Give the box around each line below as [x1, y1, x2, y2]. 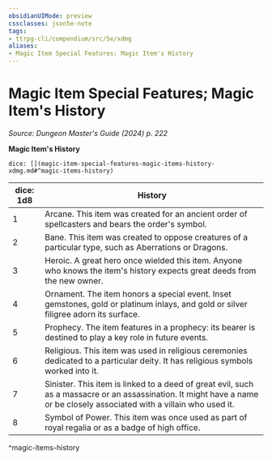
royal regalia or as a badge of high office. [44, 422, 201, 433]
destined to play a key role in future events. [44, 331, 209, 343]
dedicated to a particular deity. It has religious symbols [44, 355, 253, 366]
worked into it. [44, 365, 99, 377]
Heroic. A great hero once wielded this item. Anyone [44, 254, 243, 266]
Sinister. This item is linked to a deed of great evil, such [44, 378, 254, 390]
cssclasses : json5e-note [8, 19, 92, 28]
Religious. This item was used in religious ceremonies [44, 345, 248, 356]
